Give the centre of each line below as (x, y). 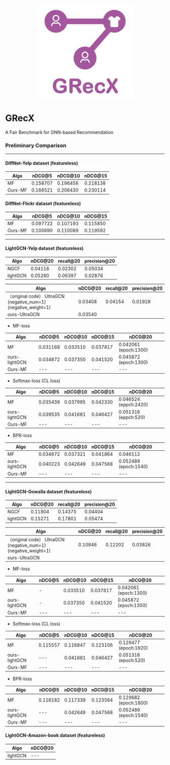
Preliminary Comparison (36, 145)
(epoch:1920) (133, 648)
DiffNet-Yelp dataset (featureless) (42, 163)
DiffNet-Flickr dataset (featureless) (43, 203)
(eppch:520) (132, 417)
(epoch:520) (132, 660)
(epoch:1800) (133, 702)
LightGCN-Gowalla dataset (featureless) (49, 492)
